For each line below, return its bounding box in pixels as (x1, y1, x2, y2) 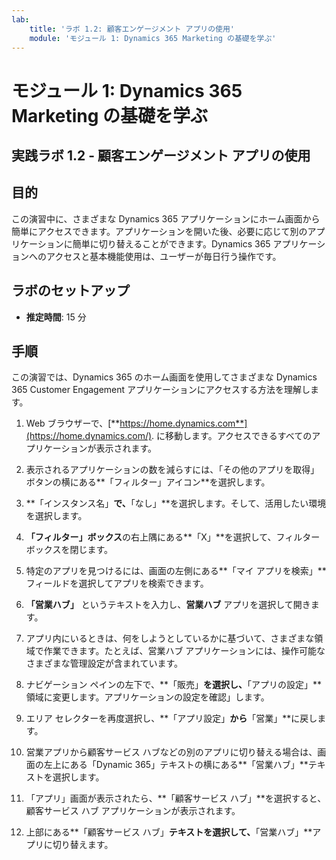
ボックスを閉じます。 (25, 544, 113, 556)
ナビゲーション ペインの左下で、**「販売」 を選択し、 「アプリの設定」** (25, 679, 322, 691)
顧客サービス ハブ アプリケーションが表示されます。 (25, 805, 241, 817)
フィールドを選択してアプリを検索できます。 (25, 577, 209, 590)
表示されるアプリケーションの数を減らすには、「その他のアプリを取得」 (25, 464, 320, 476)
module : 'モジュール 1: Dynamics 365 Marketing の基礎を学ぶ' (29, 33, 277, 43)
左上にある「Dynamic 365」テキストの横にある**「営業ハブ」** (43, 759, 309, 771)
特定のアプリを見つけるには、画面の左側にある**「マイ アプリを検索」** (25, 565, 327, 577)
